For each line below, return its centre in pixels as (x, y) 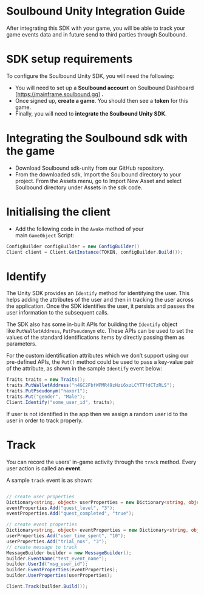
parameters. (22, 344)
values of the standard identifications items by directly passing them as (96, 337)
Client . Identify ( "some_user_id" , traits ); (61, 402)
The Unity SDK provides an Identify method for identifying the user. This (98, 293)
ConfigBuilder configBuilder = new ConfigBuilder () (73, 246)
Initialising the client (59, 212)
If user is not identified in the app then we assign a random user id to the (97, 414)
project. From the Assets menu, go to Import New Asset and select (98, 181)
